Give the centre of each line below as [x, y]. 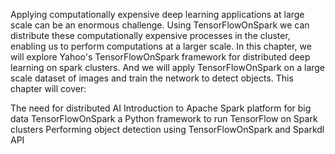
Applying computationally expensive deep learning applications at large [157, 14]
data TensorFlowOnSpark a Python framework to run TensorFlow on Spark [164, 118]
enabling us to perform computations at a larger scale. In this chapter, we [161, 46]
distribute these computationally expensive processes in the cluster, [150, 35]
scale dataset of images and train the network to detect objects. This [152, 78]
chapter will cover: [48, 88]
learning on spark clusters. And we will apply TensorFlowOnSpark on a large [168, 67]
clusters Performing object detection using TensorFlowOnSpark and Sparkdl [167, 129]
